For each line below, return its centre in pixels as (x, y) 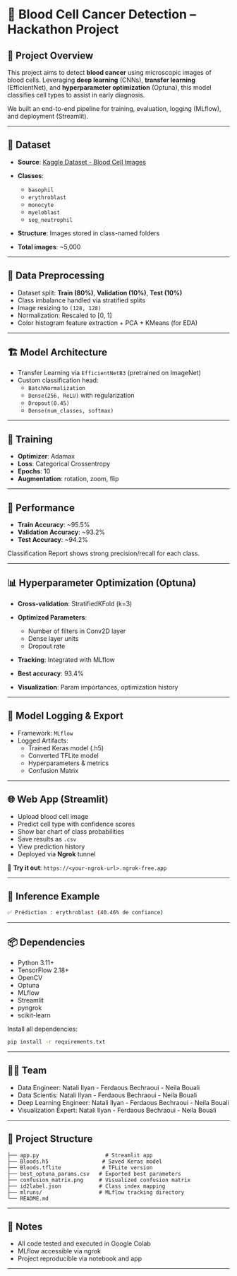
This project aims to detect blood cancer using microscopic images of (109, 72)
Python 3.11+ (36, 963)
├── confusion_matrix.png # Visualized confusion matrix (99, 1180)
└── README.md (28, 1198)
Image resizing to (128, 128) (59, 307)
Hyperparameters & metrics (68, 763)
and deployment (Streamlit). (48, 116)
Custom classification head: (58, 380)
